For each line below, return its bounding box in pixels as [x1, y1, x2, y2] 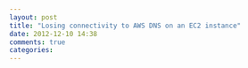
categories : [9, 46, 54, 55]
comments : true [9, 37, 66, 47]
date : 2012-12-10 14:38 [9, 29, 98, 38]
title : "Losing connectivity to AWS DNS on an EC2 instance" [9, 21, 242, 30]
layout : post [9, 12, 58, 22]
